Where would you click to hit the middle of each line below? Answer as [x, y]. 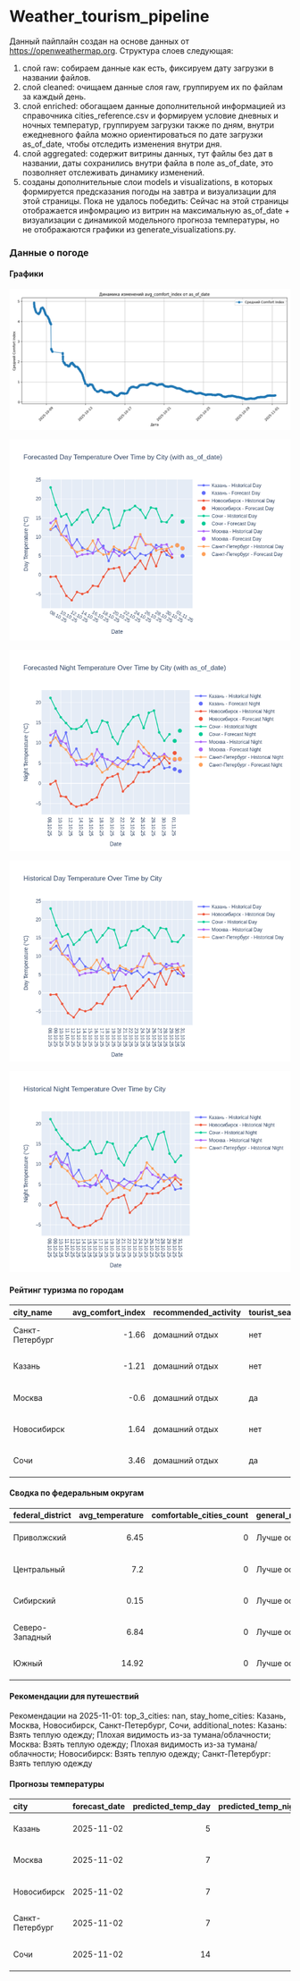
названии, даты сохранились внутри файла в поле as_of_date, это [148, 163]
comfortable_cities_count [200, 1515]
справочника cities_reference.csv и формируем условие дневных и [150, 115]
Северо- [30, 1627]
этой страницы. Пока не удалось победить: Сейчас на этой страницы [155, 201]
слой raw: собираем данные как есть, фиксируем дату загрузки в [148, 68]
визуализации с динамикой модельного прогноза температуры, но [150, 220]
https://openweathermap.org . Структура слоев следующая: [121, 50]
